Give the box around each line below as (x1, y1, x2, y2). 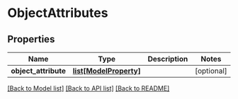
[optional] (194, 66, 228, 76)
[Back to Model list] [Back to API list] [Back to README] (7, 84, 170, 93)
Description (147, 54, 188, 64)
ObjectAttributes (7, 5, 108, 21)
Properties (7, 33, 55, 45)
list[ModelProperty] (72, 66, 141, 76)
